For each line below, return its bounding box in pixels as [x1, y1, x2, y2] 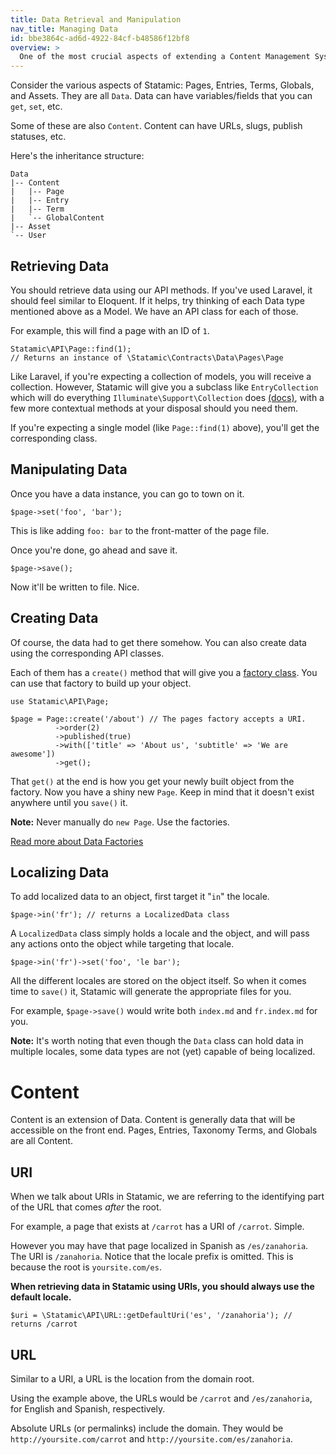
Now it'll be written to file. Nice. [10, 581, 140, 593]
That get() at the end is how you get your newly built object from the [10, 775, 295, 787]
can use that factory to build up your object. [10, 677, 192, 689]
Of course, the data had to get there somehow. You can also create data [10, 636, 307, 648]
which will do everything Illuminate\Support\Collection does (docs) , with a [10, 391, 325, 403]
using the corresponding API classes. [10, 647, 165, 659]
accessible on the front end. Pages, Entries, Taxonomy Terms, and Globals [10, 1124, 318, 1136]
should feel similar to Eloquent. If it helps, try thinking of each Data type [10, 294, 305, 306]
